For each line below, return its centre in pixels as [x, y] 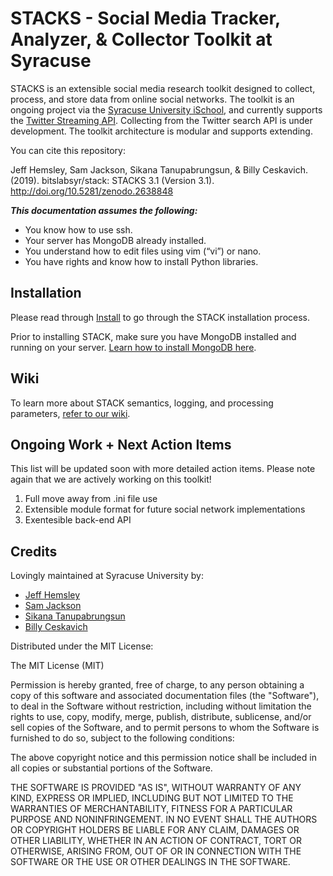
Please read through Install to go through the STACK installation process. [160, 317]
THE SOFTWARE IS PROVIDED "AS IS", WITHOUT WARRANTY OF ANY [156, 788]
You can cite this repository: [68, 150]
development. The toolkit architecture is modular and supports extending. [161, 131]
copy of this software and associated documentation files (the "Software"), [165, 696]
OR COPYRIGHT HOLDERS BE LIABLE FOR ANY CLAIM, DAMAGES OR [155, 830]
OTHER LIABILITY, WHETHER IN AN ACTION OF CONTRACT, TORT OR [156, 841]
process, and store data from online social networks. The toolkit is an [152, 99]
